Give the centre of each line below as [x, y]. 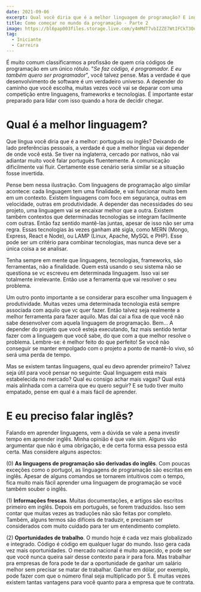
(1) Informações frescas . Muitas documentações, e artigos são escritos [95, 500]
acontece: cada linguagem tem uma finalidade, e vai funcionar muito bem [97, 191]
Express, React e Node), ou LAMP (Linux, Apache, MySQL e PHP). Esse [94, 236]
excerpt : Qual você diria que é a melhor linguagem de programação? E [96, 17]
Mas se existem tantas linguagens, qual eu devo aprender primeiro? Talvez [98, 366]
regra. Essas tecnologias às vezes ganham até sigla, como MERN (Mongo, [98, 229]
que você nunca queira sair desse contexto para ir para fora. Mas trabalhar [99, 557]
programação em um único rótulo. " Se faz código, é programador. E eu [94, 68]
